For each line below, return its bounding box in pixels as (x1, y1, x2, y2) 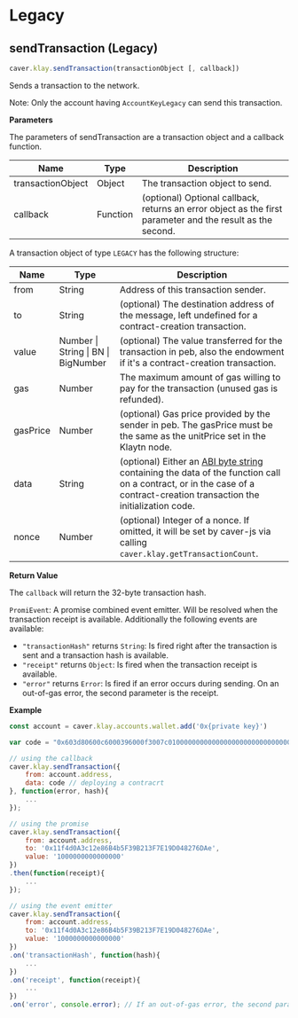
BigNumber (59, 356, 106, 369)
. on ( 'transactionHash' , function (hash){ (9, 951, 161, 959)
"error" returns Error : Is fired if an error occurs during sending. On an (21, 677, 279, 688)
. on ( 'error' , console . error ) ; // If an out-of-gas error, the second (9, 1000, 272, 1009)
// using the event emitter (9, 901, 114, 910)
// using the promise (9, 819, 90, 828)
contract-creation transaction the (119, 489, 260, 501)
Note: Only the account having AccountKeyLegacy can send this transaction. (9, 97, 283, 107)
